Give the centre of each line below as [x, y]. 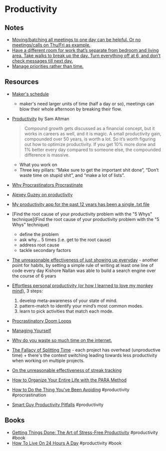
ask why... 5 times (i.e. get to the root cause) [65, 239]
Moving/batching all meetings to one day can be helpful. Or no [76, 39]
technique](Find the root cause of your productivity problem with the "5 [85, 219]
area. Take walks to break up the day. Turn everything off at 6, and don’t [86, 55]
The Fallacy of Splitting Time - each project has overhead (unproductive [86, 350]
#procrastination [29, 395]
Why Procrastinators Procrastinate [47, 185]
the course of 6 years [34, 275]
